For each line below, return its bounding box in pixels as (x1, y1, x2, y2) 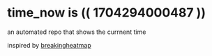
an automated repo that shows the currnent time (7, 28, 146, 36)
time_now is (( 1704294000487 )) (7, 5, 206, 21)
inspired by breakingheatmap (7, 41, 92, 49)
